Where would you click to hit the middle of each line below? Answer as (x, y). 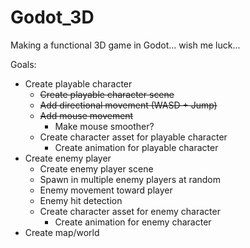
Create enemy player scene (96, 168)
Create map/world (62, 232)
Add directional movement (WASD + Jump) (128, 105)
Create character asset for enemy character (130, 211)
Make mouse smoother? (104, 126)
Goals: (23, 64)
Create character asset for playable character (133, 137)
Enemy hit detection (81, 200)
